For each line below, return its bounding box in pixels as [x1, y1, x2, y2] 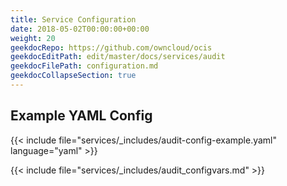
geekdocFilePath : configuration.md [10, 61, 159, 71]
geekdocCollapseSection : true [10, 71, 137, 81]
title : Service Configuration [10, 14, 137, 25]
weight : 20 [10, 33, 56, 43]
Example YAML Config [10, 107, 153, 125]
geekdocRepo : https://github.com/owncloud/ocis [10, 42, 213, 53]
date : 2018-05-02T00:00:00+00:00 [10, 24, 150, 34]
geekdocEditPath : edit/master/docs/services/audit [10, 52, 226, 62]
